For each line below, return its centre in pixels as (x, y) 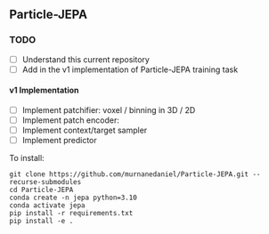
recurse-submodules (45, 182)
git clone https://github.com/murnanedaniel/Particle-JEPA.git (129, 174)
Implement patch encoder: (71, 120)
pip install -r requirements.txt (71, 214)
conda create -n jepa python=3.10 (73, 198)
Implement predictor (59, 141)
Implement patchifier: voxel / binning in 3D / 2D (109, 110)
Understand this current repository (86, 59)
